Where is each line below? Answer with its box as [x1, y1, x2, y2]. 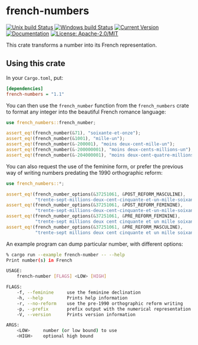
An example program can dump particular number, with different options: [6, 240, 184, 248]
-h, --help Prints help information [16, 295, 128, 301]
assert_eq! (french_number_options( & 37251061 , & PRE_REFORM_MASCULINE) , [6, 224, 183, 230]
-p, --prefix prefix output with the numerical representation [16, 306, 192, 312]
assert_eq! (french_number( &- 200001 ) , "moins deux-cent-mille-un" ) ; [6, 141, 176, 147]
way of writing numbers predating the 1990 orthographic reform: [6, 169, 163, 176]
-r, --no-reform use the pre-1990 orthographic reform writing [16, 300, 183, 307]
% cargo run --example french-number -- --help [6, 252, 126, 258]
